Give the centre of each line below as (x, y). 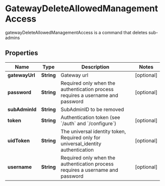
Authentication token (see (90, 117)
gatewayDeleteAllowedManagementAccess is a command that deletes (76, 32)
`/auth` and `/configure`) (88, 123)
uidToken (19, 140)
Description (95, 67)
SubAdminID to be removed (92, 109)
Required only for (81, 138)
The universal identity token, (93, 131)
